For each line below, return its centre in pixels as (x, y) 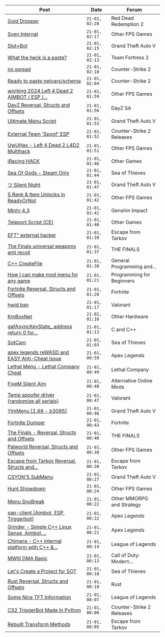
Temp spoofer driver (31, 395)
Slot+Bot (18, 46)
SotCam (17, 342)
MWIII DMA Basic (27, 558)
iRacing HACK (24, 161)
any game (19, 281)
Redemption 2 (127, 24)
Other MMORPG (130, 499)
